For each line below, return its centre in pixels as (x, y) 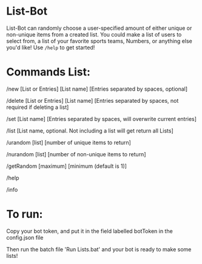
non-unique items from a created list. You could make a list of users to (94, 34)
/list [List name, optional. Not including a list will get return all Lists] (90, 130)
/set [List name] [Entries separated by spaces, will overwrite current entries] (102, 119)
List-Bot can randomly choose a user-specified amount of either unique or (99, 28)
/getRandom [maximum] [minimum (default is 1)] (67, 166)
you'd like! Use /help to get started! (51, 47)
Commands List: (49, 72)
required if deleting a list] (38, 107)
